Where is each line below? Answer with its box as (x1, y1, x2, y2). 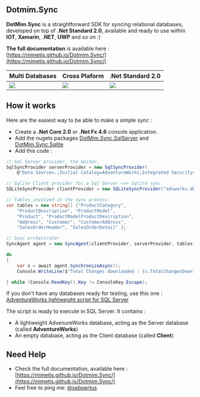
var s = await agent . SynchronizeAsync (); (17, 263, 121, 269)
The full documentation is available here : (6, 45, 110, 52)
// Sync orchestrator (6, 235, 60, 241)
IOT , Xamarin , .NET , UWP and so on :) (6, 33, 101, 41)
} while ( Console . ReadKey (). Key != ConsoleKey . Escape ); (6, 279, 148, 285)
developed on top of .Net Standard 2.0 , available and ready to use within (6, 27, 186, 34)
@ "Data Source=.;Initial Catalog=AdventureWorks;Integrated (17, 170, 169, 176)
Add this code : (14, 147, 52, 154)
